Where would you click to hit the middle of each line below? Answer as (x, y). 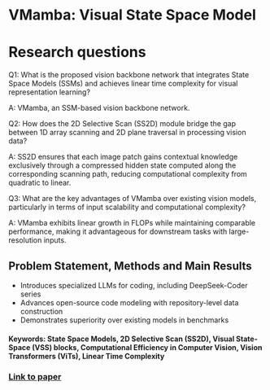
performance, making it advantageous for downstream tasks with (118, 232)
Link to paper (35, 377)
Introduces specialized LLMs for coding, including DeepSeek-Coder (134, 285)
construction (41, 311)
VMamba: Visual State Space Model (132, 15)
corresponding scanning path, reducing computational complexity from (128, 174)
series (30, 294)
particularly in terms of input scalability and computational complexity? (127, 207)
